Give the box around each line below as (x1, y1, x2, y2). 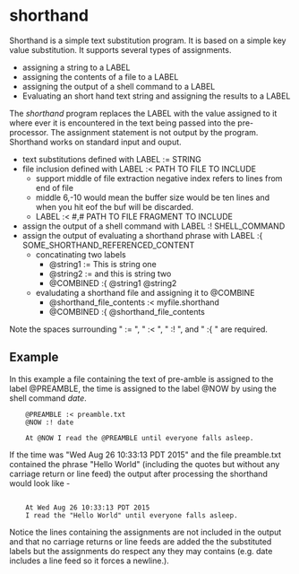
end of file (35, 182, 74, 193)
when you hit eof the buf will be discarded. (35, 201, 194, 212)
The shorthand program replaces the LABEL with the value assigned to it (9, 108, 278, 118)
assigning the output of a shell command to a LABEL (21, 81, 216, 91)
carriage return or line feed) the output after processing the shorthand (9, 468, 269, 479)
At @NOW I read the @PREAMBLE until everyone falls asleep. (25, 433, 254, 442)
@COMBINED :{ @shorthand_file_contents (48, 306, 206, 317)
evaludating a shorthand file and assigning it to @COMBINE (35, 287, 255, 298)
